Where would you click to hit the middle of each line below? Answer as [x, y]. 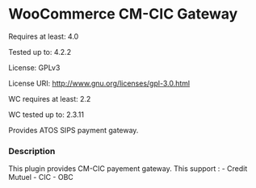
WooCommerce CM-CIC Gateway [123, 14]
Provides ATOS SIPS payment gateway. [73, 130]
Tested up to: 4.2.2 [40, 52]
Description [32, 151]
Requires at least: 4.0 [44, 36]
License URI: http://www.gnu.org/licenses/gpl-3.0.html [99, 83]
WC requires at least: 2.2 [50, 98]
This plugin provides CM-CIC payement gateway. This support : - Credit [128, 169]
